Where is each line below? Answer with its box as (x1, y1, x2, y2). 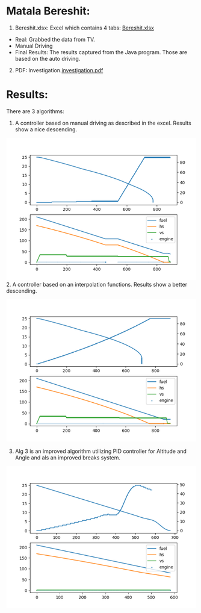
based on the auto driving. (14, 55, 81, 62)
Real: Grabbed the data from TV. (14, 36, 95, 43)
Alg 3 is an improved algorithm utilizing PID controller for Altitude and (14, 447, 187, 455)
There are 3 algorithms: (6, 107, 64, 115)
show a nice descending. (14, 125, 77, 133)
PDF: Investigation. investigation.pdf (14, 66, 104, 73)
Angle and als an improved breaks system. (14, 453, 121, 461)
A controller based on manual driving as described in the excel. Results (14, 119, 191, 126)
